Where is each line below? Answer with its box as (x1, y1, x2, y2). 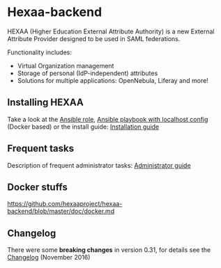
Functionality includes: (7, 48, 72, 56)
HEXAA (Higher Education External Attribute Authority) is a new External (7, 27, 215, 36)
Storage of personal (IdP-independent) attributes (17, 69, 158, 77)
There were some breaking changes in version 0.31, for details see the (7, 246, 211, 254)
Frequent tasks (7, 143, 75, 155)
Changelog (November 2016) (7, 253, 91, 262)
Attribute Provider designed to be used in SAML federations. (7, 34, 181, 42)
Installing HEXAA (7, 97, 84, 109)
